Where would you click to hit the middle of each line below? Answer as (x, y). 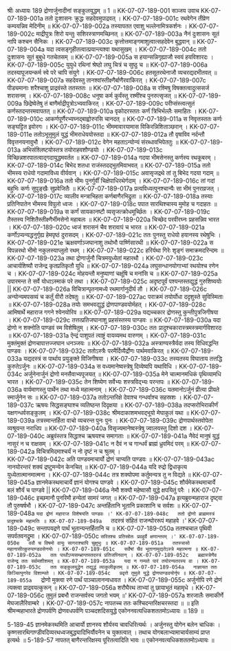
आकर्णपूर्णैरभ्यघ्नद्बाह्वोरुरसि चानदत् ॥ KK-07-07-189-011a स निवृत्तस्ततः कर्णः (133, 119)
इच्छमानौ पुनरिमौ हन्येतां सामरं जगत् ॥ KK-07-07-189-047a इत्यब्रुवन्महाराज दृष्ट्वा (129, 498)
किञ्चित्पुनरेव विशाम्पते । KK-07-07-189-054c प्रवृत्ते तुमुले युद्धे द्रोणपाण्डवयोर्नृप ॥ (97, 573)
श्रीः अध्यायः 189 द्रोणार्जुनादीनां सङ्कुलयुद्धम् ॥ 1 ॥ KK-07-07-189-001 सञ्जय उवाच (103, 11)
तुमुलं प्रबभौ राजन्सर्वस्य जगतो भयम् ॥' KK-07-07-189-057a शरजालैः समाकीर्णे (134, 595)
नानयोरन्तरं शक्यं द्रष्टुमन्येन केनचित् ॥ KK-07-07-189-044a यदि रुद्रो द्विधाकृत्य (97, 467)
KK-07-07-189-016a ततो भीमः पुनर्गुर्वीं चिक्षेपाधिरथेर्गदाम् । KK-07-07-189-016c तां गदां (111, 181)
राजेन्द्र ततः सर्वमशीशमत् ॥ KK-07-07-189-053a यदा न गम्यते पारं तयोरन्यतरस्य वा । (103, 561)
